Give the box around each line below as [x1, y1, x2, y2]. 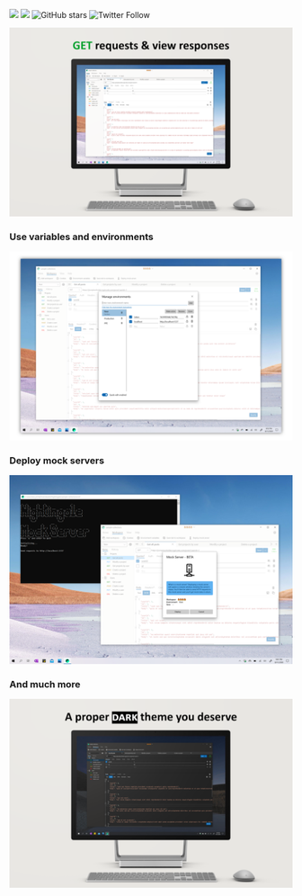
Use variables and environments [9, 230, 155, 243]
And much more [9, 677, 81, 690]
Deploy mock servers [9, 454, 105, 467]
